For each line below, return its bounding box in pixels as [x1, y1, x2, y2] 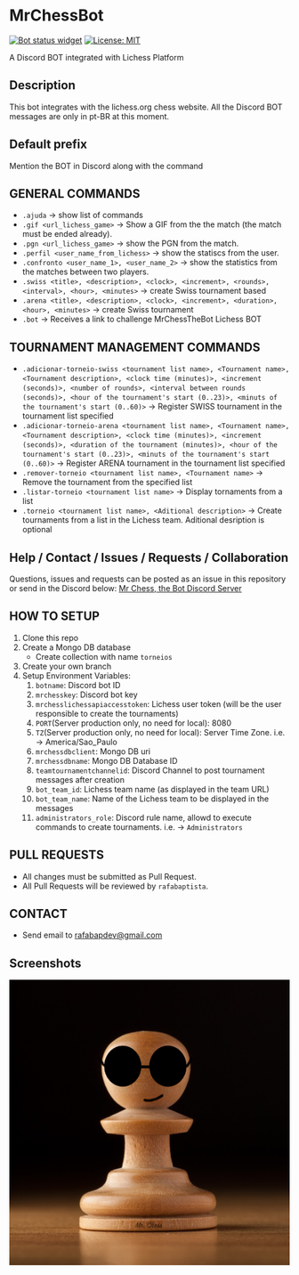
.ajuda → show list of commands [21, 210, 144, 221]
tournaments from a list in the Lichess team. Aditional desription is [21, 515, 265, 525]
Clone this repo [21, 632, 78, 643]
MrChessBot [9, 5, 104, 26]
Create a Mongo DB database [21, 642, 132, 653]
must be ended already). [21, 229, 113, 240]
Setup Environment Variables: [21, 670, 131, 681]
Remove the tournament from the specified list [21, 477, 193, 488]
